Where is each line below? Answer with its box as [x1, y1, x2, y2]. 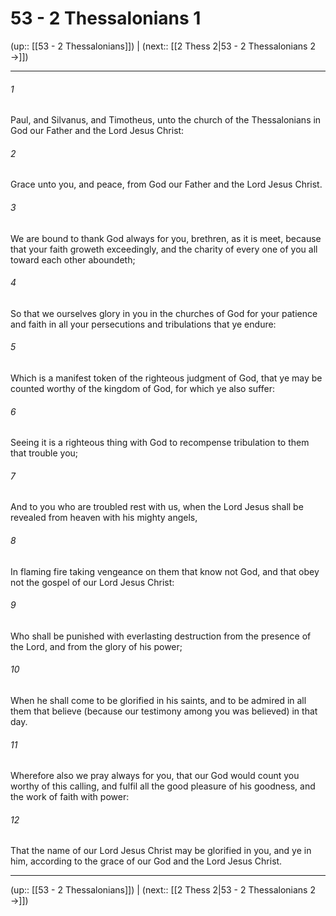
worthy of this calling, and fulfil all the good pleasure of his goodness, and [10, 780, 316, 792]
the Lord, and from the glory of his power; [10, 640, 183, 652]
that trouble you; [10, 447, 79, 459]
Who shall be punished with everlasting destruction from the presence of [10, 630, 312, 642]
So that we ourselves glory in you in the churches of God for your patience [10, 307, 318, 319]
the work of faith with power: [10, 791, 130, 803]
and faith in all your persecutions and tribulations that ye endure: [10, 318, 277, 330]
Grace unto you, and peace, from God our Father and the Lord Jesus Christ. [10, 178, 323, 191]
